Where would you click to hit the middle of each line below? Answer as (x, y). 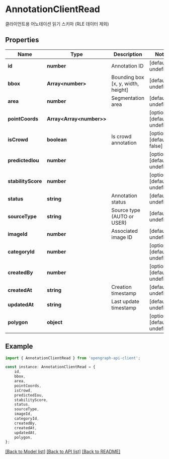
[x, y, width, (125, 83)
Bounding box (128, 77)
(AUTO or (123, 216)
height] (120, 90)
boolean (57, 140)
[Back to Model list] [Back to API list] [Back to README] (63, 451)
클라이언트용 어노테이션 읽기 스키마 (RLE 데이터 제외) (57, 24)
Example (19, 346)
